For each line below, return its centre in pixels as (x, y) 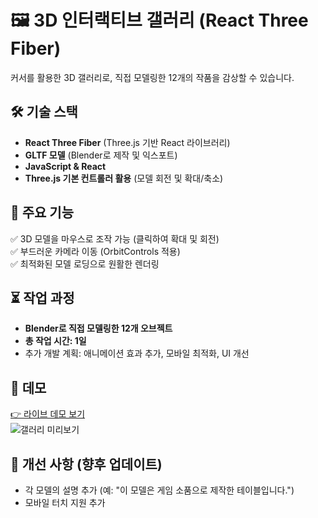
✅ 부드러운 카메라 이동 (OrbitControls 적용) (95, 251)
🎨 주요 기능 (42, 212)
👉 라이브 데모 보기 (48, 414)
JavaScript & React (65, 166)
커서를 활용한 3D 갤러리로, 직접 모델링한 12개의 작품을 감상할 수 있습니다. (152, 77)
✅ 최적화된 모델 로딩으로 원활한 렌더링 (85, 263)
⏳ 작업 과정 (42, 297)
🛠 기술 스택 (44, 112)
